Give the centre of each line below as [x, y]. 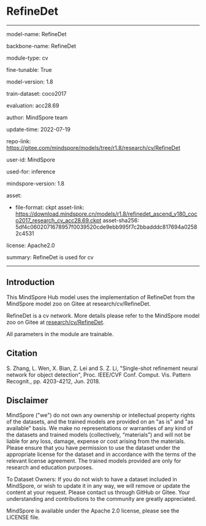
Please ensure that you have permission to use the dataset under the [93, 448]
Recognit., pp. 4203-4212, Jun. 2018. [53, 381]
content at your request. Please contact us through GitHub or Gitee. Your [98, 492]
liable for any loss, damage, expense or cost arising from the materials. [96, 441]
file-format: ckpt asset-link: [50, 207]
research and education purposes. [50, 468]
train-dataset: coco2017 [36, 93]
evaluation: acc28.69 [33, 105]
